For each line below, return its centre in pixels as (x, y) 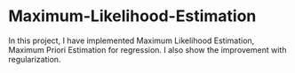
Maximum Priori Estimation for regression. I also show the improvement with (147, 49)
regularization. (35, 59)
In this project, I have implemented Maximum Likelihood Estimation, (132, 40)
